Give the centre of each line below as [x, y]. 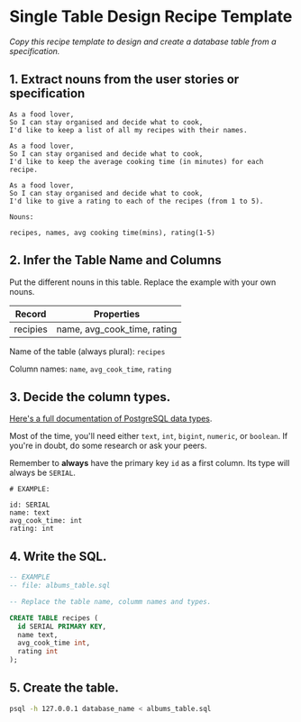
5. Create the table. [64, 688]
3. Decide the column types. [90, 397]
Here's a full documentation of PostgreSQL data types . [111, 419]
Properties [117, 314]
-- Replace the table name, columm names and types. [110, 601]
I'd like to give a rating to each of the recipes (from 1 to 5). [137, 201]
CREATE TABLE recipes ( [54, 618]
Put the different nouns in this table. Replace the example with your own [143, 282]
